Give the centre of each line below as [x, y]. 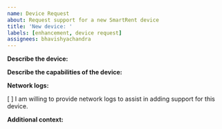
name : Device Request [38, 13]
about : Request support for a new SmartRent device [83, 20]
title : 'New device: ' [40, 26]
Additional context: [35, 120]
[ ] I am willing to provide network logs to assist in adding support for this [111, 99]
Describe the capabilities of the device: [65, 72]
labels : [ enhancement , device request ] [65, 33]
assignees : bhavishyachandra [49, 39]
